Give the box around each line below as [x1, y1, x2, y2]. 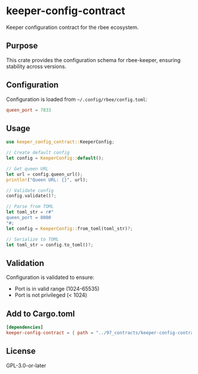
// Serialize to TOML [6, 236, 60, 242]
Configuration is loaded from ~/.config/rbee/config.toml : [6, 96, 147, 103]
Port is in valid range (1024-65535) [14, 285, 100, 292]
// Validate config [6, 187, 54, 193]
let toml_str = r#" [6, 209, 54, 215]
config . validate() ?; [6, 193, 57, 199]
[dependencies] [6, 324, 44, 330]
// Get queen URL [6, 165, 49, 172]
